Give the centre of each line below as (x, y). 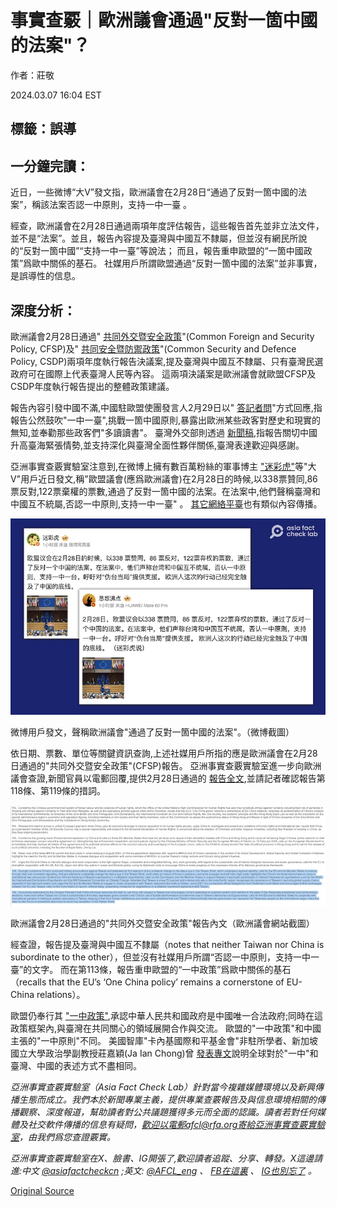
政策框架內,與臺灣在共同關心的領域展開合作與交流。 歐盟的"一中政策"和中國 (166, 1028)
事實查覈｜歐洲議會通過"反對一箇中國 (164, 20)
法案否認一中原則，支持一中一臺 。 (121, 205)
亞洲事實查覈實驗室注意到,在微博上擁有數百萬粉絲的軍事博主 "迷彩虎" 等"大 (163, 466)
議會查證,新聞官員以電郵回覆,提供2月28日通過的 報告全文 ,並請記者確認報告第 (168, 778)
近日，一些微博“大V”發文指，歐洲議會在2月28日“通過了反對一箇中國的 (154, 192)
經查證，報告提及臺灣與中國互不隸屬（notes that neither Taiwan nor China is (167, 944)
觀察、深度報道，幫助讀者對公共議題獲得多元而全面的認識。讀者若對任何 (167, 1112)
